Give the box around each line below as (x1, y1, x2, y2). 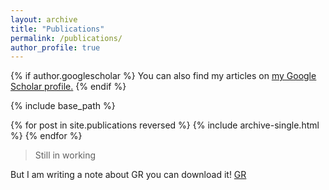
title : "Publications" (10, 24, 105, 34)
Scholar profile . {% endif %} (10, 81, 127, 93)
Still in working (34, 149, 97, 161)
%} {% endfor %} (10, 130, 83, 142)
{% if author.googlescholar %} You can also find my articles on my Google (10, 70, 317, 82)
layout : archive (10, 14, 78, 25)
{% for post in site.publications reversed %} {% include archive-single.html (10, 119, 320, 131)
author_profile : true (10, 42, 101, 53)
